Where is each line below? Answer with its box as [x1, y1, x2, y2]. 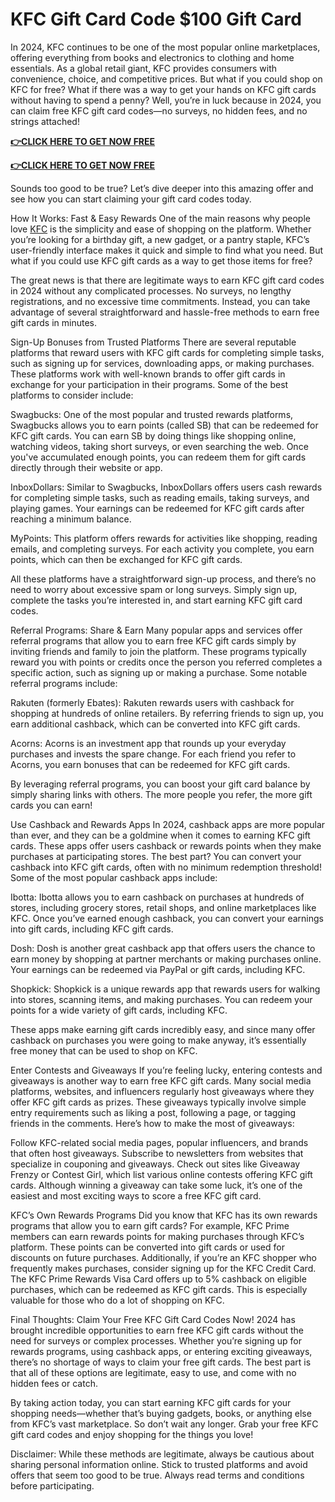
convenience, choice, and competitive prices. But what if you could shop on [10, 73, 323, 85]
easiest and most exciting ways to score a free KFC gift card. [10, 1189, 262, 1202]
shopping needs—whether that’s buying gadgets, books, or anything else [10, 1407, 312, 1419]
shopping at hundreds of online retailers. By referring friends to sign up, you [10, 707, 324, 719]
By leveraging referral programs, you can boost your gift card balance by [10, 778, 311, 790]
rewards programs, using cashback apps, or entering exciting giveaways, [10, 1345, 313, 1357]
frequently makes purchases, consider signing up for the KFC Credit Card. [10, 1262, 317, 1274]
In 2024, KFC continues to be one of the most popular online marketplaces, [10, 41, 321, 53]
